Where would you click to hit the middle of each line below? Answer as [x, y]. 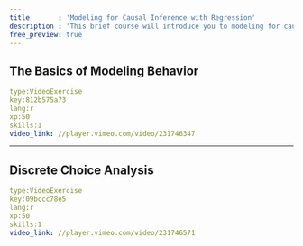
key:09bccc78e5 [38, 199]
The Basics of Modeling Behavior [104, 71]
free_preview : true [46, 34]
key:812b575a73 [38, 100]
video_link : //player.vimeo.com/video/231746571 [102, 232]
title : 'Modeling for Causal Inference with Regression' [133, 18]
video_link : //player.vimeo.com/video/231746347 [102, 133]
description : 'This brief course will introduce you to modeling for [145, 26]
